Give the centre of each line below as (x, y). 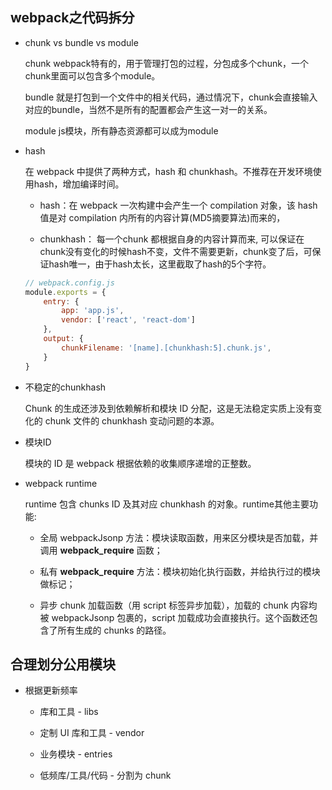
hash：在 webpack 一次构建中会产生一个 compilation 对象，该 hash (178, 205)
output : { (63, 339)
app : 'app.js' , (93, 311)
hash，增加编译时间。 (79, 184)
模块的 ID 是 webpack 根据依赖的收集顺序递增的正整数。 (140, 463)
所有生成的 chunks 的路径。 (114, 630)
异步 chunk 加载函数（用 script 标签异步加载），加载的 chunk (164, 605)
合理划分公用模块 (63, 664)
